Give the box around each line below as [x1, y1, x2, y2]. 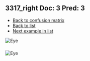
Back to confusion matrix [12, 17, 64, 23]
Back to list [12, 22, 36, 28]
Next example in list [12, 27, 54, 34]
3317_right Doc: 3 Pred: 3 [5, 4, 85, 12]
